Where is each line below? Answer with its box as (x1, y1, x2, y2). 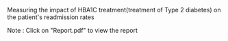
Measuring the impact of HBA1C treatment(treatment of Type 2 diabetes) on (7, 6, 221, 14)
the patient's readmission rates (7, 13, 94, 21)
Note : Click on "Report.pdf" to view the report (7, 27, 138, 34)
